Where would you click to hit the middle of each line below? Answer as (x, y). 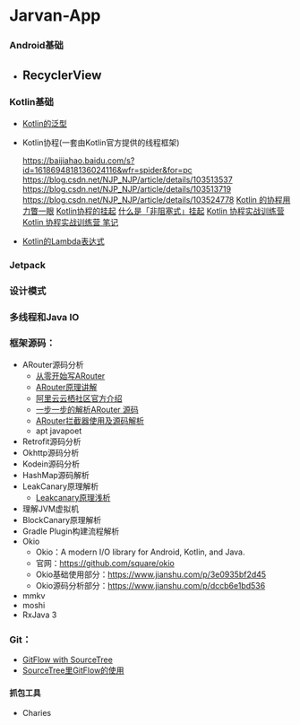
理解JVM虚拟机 (51, 509)
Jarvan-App (55, 16)
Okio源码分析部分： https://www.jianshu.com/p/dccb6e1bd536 (150, 585)
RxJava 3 (39, 615)
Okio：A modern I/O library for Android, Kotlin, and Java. (140, 552)
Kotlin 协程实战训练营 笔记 (70, 222)
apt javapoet (59, 431)
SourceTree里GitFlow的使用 (73, 670)
